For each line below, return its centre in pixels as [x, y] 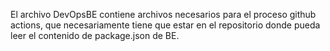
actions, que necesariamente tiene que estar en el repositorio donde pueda [165, 25]
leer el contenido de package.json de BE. [95, 35]
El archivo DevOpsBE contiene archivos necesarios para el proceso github [163, 14]
